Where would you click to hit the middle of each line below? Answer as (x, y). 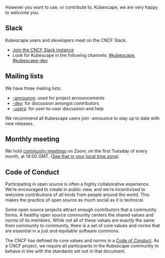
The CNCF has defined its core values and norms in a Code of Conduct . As (82, 241)
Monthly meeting (32, 139)
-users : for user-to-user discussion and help (58, 108)
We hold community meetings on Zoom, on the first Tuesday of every (77, 151)
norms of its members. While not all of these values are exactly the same (80, 220)
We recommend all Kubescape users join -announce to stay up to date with (82, 118)
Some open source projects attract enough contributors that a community (81, 210)
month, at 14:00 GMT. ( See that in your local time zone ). (63, 156)
